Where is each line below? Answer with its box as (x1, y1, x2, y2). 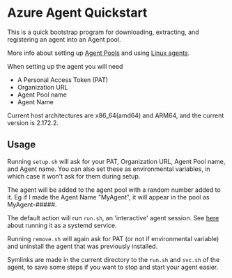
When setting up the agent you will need (7, 62, 123, 70)
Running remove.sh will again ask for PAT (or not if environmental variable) (7, 234, 219, 243)
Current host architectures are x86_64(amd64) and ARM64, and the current (7, 111, 224, 120)
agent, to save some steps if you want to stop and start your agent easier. (7, 263, 219, 271)
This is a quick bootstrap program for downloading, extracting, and (7, 28, 200, 36)
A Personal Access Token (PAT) (17, 75, 109, 84)
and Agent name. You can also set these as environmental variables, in (7, 165, 210, 173)
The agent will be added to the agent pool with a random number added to (7, 186, 221, 194)
